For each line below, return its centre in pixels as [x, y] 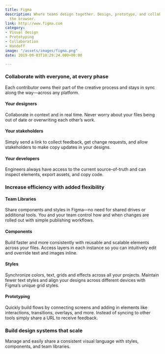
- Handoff [15, 46]
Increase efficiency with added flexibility [55, 187]
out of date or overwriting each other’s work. [50, 120]
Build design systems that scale [44, 330]
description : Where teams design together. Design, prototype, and [76, 14]
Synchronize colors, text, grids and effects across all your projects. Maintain [82, 275]
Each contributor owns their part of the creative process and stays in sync [80, 87]
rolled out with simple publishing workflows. [50, 220]
